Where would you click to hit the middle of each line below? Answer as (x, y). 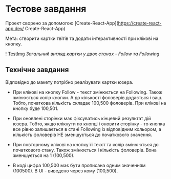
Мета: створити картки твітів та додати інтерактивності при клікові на (82, 38)
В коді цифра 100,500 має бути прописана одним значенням (79, 165)
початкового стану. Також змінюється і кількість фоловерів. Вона (85, 150)
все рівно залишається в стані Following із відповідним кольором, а (87, 129)
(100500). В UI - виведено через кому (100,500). (65, 171)
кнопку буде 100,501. (36, 108)
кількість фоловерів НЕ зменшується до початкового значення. (82, 135)
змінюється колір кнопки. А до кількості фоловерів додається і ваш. (88, 97)
